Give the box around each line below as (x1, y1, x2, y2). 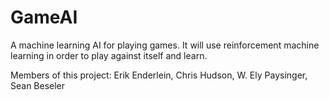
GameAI (10, 6, 78, 29)
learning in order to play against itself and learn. (10, 49, 208, 61)
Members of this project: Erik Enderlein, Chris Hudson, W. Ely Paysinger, (10, 69, 308, 81)
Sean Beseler (10, 79, 66, 91)
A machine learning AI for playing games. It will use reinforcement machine (10, 39, 320, 51)
